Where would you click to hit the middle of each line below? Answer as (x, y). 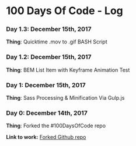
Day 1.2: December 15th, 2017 (49, 57)
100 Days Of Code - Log (65, 11)
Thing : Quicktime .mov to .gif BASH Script (57, 42)
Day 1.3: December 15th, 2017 (49, 29)
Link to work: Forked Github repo (46, 137)
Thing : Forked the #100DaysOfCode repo (56, 126)
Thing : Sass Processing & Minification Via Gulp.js (65, 98)
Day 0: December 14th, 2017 (47, 113)
